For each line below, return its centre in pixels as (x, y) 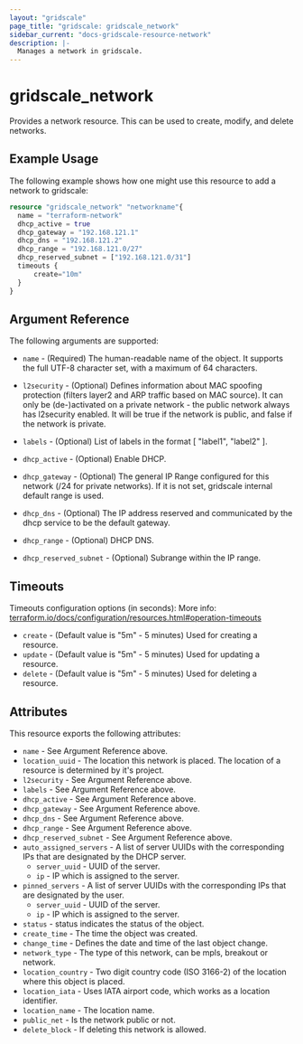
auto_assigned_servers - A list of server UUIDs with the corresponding (153, 847)
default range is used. (63, 496)
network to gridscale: (49, 190)
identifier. (40, 1001)
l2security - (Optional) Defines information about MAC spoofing (142, 386)
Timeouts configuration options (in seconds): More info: (113, 608)
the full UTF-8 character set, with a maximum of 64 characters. (140, 368)
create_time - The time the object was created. (110, 933)
